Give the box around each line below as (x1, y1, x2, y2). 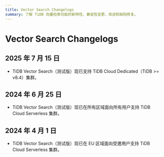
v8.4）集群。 (12, 74, 40, 80)
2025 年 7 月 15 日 (5, 54, 60, 62)
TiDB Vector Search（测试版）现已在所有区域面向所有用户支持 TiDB (12, 105, 151, 110)
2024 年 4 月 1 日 (5, 126, 57, 135)
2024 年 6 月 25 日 (5, 90, 62, 99)
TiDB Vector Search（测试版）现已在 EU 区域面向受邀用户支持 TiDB (12, 141, 150, 147)
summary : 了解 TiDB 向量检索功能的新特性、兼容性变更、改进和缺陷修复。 (5, 12, 138, 17)
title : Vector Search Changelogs (5, 7, 74, 12)
